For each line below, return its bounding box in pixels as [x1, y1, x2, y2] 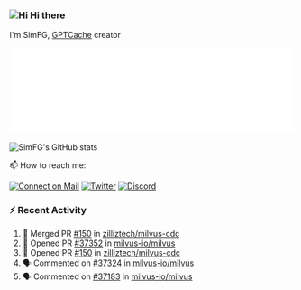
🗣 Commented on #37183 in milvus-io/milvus [22, 271, 193, 282]
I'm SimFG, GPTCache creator [9, 30, 122, 41]
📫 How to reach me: [9, 160, 87, 171]
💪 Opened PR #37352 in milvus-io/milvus [22, 238, 176, 248]
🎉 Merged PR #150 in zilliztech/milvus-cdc [22, 228, 180, 239]
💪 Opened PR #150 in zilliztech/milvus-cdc [22, 247, 181, 257]
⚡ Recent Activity [9, 204, 87, 217]
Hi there [30, 9, 66, 22]
